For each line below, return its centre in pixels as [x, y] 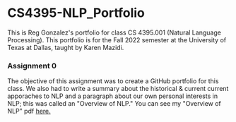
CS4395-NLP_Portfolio [76, 13]
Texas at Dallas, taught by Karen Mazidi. [66, 47]
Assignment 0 [32, 66]
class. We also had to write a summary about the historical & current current [118, 89]
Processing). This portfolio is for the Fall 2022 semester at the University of [117, 39]
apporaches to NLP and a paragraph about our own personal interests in [112, 96]
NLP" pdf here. [29, 111]
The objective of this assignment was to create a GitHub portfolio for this [113, 81]
